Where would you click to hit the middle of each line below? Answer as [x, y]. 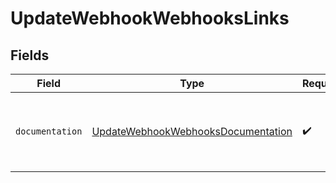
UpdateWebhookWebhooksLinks [150, 18]
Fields [30, 55]
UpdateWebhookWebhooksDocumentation [192, 131]
